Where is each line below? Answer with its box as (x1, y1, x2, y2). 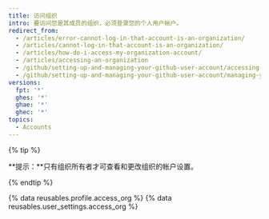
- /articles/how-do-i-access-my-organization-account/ (15, 49, 203, 57)
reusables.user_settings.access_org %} (8, 201, 139, 211)
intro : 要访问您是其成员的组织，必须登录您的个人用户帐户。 (8, 19, 183, 27)
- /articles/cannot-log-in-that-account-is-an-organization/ (15, 42, 224, 50)
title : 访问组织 (8, 11, 58, 20)
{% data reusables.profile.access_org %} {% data (8, 193, 172, 202)
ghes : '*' (15, 94, 48, 102)
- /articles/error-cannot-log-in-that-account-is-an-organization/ (15, 34, 246, 42)
